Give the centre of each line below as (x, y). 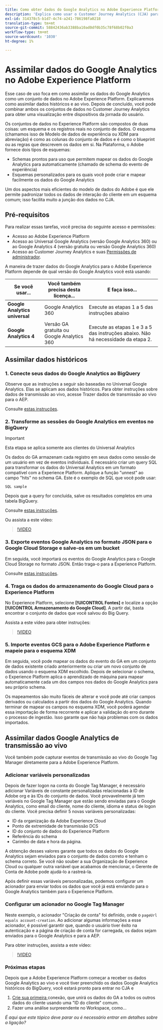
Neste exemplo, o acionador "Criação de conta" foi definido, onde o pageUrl (81, 915)
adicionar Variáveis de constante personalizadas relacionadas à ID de (74, 791)
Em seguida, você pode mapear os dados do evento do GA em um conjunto (81, 661)
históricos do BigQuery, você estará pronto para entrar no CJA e (69, 988)
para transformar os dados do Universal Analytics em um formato (71, 467)
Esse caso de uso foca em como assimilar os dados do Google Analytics (78, 94)
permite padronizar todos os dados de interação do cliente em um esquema (81, 194)
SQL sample (16, 487)
